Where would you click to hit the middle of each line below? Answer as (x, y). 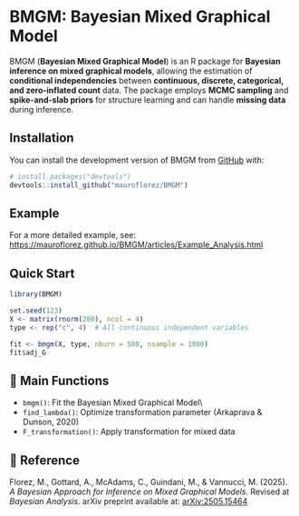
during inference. (42, 109)
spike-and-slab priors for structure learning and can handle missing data (148, 99)
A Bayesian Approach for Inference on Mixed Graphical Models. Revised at (149, 491)
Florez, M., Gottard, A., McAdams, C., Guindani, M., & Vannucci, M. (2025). (149, 482)
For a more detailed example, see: (73, 235)
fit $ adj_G (28, 352)
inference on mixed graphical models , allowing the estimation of (131, 71)
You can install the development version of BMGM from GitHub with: (137, 160)
